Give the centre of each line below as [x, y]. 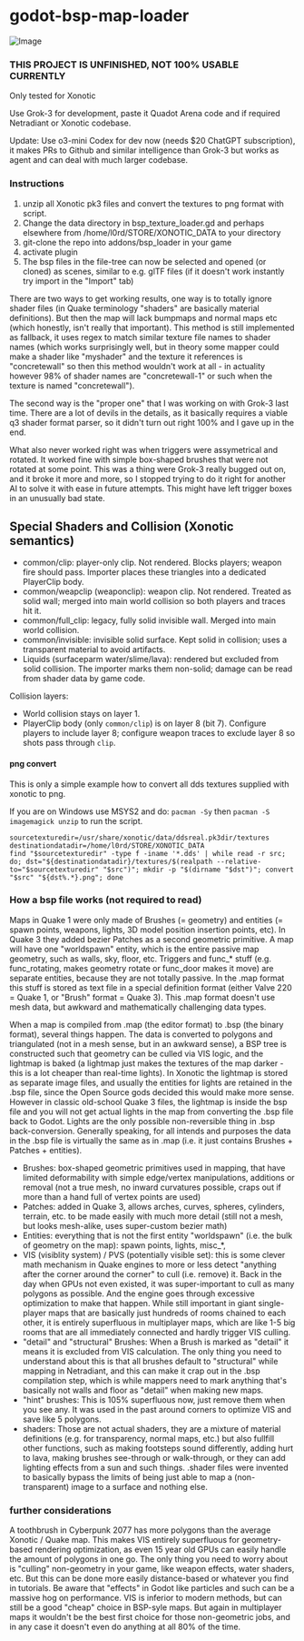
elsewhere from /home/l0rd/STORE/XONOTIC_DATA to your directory [152, 232]
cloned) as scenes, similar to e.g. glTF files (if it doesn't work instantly [153, 271]
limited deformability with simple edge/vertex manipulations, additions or [158, 1177]
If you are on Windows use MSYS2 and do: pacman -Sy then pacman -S [140, 811]
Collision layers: [39, 696]
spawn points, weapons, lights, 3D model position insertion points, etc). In [147, 930]
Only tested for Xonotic [53, 96]
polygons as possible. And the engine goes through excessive [139, 1294]
